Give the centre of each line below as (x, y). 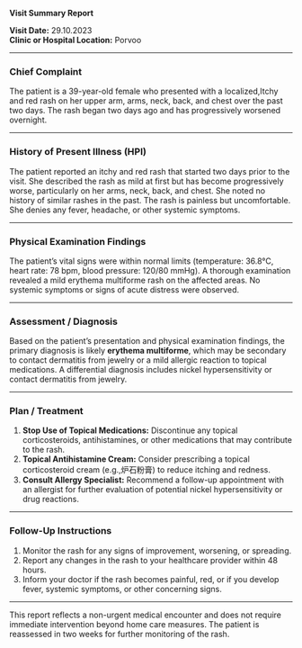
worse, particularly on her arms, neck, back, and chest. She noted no (138, 190)
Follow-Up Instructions (61, 531)
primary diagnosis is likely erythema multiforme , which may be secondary (148, 351)
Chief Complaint (46, 71)
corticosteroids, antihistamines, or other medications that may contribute (157, 440)
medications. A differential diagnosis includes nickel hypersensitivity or (141, 370)
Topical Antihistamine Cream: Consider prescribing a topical (136, 459)
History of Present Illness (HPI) (78, 152)
